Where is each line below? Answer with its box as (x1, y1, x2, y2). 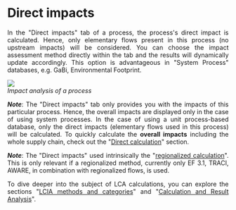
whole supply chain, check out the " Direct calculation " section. (7, 137, 190, 146)
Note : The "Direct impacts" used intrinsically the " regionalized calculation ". (7, 151, 229, 159)
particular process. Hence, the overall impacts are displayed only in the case (7, 107, 229, 116)
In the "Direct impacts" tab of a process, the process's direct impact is (7, 28, 229, 37)
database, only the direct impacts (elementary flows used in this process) (7, 122, 229, 131)
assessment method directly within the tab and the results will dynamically (7, 51, 229, 59)
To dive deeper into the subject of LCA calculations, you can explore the (7, 180, 229, 188)
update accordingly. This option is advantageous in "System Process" (7, 58, 229, 66)
